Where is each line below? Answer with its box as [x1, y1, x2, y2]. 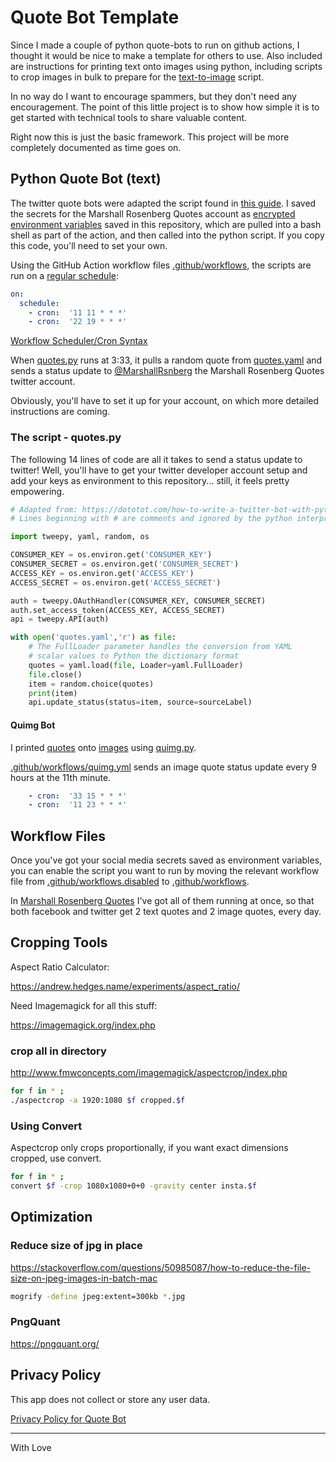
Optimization [10, 1209, 93, 1226]
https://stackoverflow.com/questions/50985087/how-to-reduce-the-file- [10, 1261, 312, 1273]
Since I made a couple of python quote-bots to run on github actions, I [10, 39, 300, 51]
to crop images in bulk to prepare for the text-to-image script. [10, 71, 265, 83]
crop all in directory [10, 1044, 107, 1058]
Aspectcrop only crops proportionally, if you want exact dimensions [10, 1142, 289, 1154]
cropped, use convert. [10, 1152, 102, 1165]
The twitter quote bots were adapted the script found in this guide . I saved [10, 197, 317, 209]
